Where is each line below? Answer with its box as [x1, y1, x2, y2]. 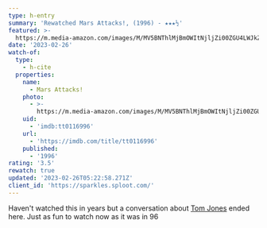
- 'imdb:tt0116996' [29, 122, 94, 130]
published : [22, 145, 59, 153]
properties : [15, 71, 56, 79]
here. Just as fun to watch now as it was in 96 [8, 211, 159, 221]
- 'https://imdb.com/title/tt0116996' [29, 137, 158, 145]
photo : [22, 93, 44, 101]
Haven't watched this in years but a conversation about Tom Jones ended [8, 203, 250, 213]
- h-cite [22, 64, 52, 71]
